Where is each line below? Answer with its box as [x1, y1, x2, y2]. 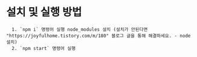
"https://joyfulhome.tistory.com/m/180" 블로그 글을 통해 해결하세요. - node [6, 33, 191, 39]
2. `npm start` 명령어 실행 [11, 45, 76, 51]
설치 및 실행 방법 [6, 5, 83, 19]
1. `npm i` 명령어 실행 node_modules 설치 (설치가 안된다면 [11, 26, 148, 33]
